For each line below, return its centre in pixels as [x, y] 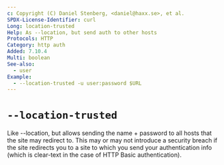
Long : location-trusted [41, 26]
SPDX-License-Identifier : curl [52, 20]
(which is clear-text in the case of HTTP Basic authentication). [95, 155]
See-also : [21, 64]
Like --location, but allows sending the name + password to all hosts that [110, 133]
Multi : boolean [29, 58]
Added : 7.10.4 [27, 52]
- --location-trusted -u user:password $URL [78, 83]
